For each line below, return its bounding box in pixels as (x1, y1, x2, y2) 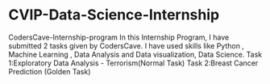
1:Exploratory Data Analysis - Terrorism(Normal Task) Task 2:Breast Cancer (8, 58, 259, 68)
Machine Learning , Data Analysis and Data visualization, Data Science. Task (8, 49, 263, 59)
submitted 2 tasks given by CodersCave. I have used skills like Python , (8, 40, 244, 50)
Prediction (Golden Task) (8, 66, 91, 76)
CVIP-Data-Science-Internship (8, 6, 220, 24)
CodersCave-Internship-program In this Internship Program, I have (8, 32, 230, 42)
